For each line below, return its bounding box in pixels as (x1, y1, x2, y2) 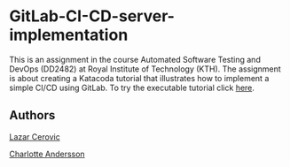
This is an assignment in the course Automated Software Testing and (9, 54, 262, 65)
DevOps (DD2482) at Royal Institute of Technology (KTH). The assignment (9, 64, 281, 74)
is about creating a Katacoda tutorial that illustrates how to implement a (9, 72, 270, 83)
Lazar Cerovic (9, 131, 60, 142)
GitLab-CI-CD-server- (9, 6, 176, 27)
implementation (9, 25, 129, 45)
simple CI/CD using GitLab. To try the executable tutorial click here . (9, 82, 255, 93)
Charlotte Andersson (9, 148, 86, 159)
